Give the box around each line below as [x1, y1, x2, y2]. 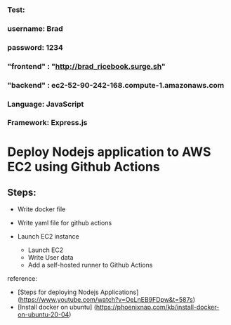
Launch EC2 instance [17, 232, 79, 241]
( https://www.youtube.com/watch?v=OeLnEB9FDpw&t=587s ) [17, 296, 195, 304]
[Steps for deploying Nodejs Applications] [17, 288, 139, 296]
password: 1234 [7, 42, 63, 52]
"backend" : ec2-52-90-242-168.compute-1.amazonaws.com [7, 80, 225, 90]
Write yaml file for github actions [17, 219, 112, 227]
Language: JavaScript [7, 99, 84, 109]
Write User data [27, 253, 74, 262]
